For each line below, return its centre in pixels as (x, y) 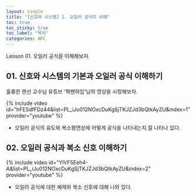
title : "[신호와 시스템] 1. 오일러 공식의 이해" (58, 17)
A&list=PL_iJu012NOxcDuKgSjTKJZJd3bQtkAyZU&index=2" (79, 169)
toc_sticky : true (27, 28)
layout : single (25, 11)
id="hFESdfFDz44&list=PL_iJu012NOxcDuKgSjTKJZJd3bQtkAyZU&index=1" (98, 109)
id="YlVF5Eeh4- (68, 162)
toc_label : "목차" (27, 33)
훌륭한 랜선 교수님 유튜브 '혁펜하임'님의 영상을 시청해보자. (72, 91)
